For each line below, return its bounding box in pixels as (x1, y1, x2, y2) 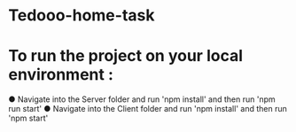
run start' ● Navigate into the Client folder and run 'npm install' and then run (8, 104, 287, 114)
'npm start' (8, 113, 49, 124)
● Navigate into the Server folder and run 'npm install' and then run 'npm (8, 94, 276, 105)
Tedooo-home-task (8, 5, 155, 26)
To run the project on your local (8, 46, 244, 66)
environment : (8, 65, 114, 85)
